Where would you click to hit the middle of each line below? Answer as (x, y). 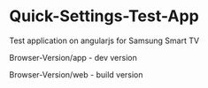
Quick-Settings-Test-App (104, 16)
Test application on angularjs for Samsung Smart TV (104, 40)
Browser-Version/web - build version (76, 74)
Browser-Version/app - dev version (73, 57)
